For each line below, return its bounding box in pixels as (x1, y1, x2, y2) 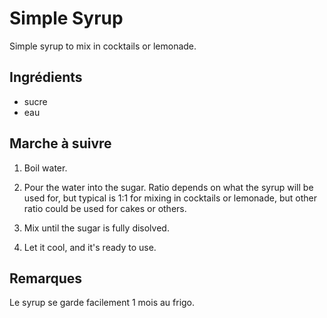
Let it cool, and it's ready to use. (23, 241, 157, 253)
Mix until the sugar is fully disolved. (23, 222, 170, 234)
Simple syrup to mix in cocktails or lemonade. (9, 40, 197, 52)
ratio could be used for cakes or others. (23, 202, 187, 214)
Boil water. (23, 162, 68, 174)
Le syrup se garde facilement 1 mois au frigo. (9, 297, 196, 309)
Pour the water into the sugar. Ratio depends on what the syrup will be (23, 181, 314, 193)
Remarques (9, 270, 83, 287)
